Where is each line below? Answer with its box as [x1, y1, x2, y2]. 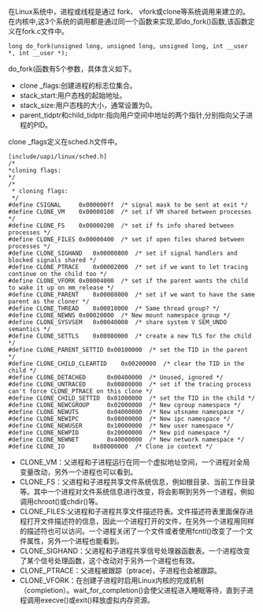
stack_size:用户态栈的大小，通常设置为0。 [19, 101, 157, 110]
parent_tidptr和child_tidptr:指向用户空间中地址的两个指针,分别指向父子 [19, 110, 246, 120]
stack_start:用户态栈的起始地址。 [19, 91, 127, 100]
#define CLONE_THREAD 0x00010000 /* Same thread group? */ [8, 304, 220, 312]
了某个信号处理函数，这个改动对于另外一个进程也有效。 [19, 556, 199, 565]
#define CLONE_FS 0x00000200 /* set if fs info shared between [8, 222, 235, 229]
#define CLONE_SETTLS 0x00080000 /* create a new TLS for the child [8, 332, 252, 340]
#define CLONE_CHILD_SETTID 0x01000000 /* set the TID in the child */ [8, 394, 256, 402]
